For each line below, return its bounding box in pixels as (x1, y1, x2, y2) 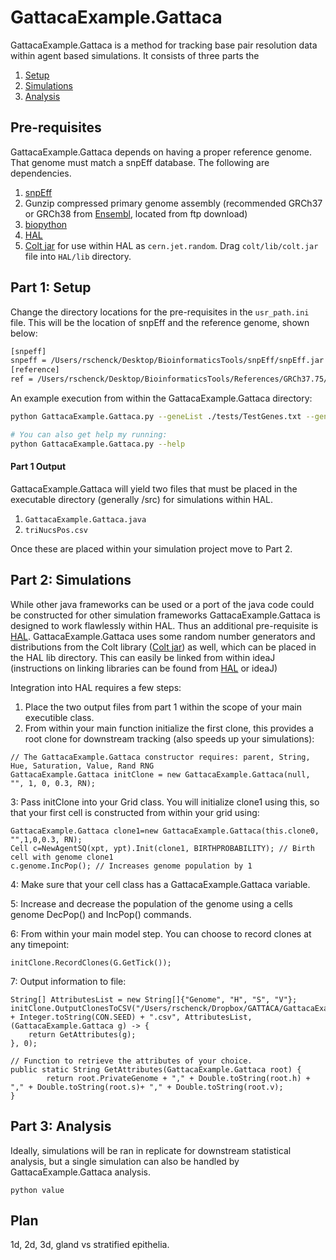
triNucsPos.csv (24, 525, 89, 535)
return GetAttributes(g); (28, 1029, 137, 1040)
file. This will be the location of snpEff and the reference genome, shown (10, 316, 310, 328)
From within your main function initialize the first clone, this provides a (24, 722, 314, 734)
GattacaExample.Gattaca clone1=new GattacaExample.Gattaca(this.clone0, (10, 826, 320, 836)
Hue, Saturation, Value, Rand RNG (10, 761, 155, 771)
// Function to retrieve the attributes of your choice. (10, 1056, 253, 1066)
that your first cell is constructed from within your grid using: (10, 806, 260, 818)
